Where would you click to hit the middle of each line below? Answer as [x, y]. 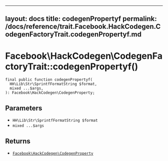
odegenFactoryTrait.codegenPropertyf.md [73, 35]
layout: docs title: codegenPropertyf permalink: [81, 19]
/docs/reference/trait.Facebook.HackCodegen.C [83, 27]
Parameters [24, 108]
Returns [18, 141]
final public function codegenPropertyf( [49, 80]
